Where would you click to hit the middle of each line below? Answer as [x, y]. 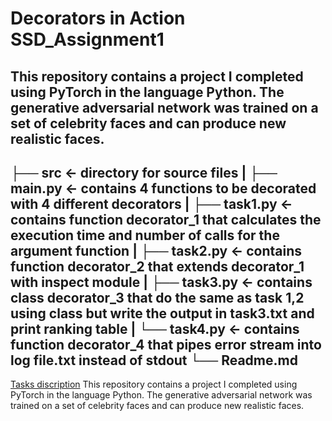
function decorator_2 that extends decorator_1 [157, 266]
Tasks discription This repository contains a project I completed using [154, 384]
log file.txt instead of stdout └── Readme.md [154, 360]
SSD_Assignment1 [87, 39]
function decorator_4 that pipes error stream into [166, 344]
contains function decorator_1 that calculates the [166, 219]
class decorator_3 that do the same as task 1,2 [157, 297]
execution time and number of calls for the [145, 235]
